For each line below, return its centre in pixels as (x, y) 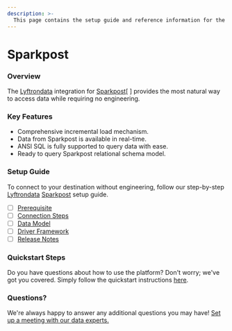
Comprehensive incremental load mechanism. (83, 132)
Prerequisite (34, 207)
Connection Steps (43, 215)
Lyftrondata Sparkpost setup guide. (58, 194)
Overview (24, 76)
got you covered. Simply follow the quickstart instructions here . (98, 280)
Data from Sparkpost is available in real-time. (82, 139)
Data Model (34, 223)
